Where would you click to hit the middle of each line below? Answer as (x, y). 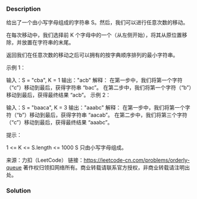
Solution (19, 191)
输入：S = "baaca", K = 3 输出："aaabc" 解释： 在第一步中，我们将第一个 (96, 108)
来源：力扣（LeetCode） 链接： (45, 160)
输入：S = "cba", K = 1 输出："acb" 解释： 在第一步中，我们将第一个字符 (94, 80)
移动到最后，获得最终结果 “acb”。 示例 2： (59, 95)
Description (24, 9)
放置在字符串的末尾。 (48, 43)
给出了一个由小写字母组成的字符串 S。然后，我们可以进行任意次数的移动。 (97, 23)
